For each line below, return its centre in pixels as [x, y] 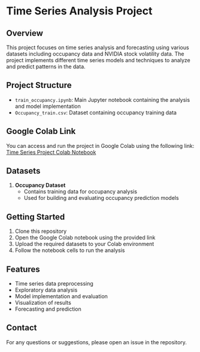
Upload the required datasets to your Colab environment [84, 244]
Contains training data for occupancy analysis [81, 192]
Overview [25, 33]
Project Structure [39, 85]
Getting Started [36, 217]
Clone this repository [41, 231]
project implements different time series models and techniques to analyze [98, 60]
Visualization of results [43, 303]
